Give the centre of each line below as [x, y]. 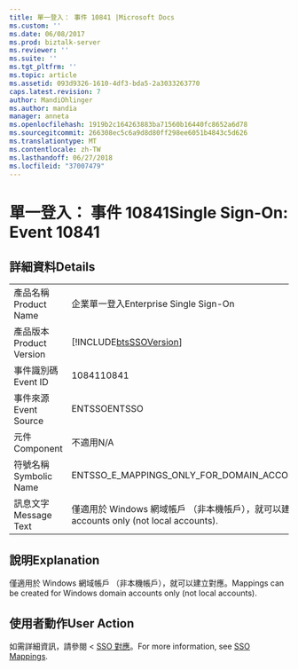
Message [33, 516]
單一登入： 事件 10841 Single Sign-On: [149, 213]
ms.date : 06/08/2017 [47, 34]
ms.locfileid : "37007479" [57, 166]
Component [39, 449]
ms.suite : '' [33, 59]
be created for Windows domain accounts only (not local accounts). [133, 593]
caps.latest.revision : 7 [55, 91]
